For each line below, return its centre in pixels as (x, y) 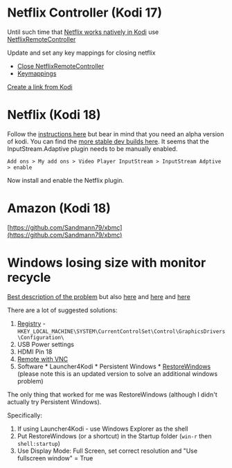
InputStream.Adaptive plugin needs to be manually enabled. (92, 148)
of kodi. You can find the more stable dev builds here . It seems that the (108, 141)
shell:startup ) (38, 443)
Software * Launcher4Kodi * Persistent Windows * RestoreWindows (114, 366)
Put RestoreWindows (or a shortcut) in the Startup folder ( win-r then (114, 436)
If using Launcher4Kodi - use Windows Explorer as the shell (102, 429)
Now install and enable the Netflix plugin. (66, 180)
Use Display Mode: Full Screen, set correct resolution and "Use (107, 451)
